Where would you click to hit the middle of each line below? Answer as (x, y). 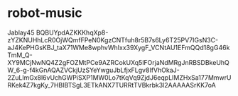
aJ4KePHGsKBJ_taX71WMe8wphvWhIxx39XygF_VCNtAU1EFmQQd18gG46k (119, 47)
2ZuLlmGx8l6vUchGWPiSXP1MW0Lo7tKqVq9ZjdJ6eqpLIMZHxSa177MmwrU (119, 77)
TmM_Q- (20, 55)
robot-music (45, 13)
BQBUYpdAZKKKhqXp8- (72, 32)
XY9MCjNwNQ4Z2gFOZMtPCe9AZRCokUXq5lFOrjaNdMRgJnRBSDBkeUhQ (118, 62)
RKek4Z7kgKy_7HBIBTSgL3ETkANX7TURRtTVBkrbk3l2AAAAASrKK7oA (112, 85)
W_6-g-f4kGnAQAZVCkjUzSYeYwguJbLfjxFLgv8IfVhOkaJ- (93, 70)
